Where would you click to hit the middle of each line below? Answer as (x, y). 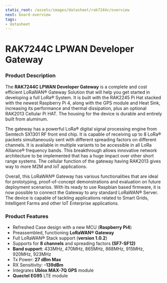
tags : (11, 19)
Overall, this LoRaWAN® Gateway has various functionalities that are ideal (82, 176)
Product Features (27, 216)
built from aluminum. (27, 119)
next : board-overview (28, 15)
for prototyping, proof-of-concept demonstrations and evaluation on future (83, 181)
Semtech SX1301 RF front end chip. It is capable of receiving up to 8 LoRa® (83, 134)
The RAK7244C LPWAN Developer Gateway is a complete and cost (76, 87)
